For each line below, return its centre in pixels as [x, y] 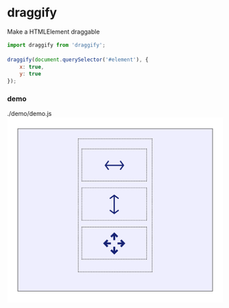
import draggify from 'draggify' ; [57, 45]
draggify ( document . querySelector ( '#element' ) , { [78, 60]
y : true [30, 74]
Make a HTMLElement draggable [53, 32]
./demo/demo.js [29, 114]
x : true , [32, 67]
